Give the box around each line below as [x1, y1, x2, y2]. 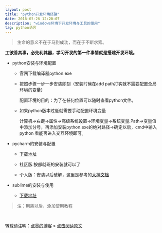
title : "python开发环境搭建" [5, 12, 60, 17]
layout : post [5, 7, 32, 12]
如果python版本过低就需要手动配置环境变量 [19, 108, 106, 114]
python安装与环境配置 [12, 60, 56, 66]
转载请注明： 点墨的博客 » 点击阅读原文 [5, 223, 83, 229]
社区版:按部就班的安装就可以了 [19, 162, 81, 168]
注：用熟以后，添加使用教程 [17, 203, 73, 209]
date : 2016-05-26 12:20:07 [5, 16, 60, 21]
